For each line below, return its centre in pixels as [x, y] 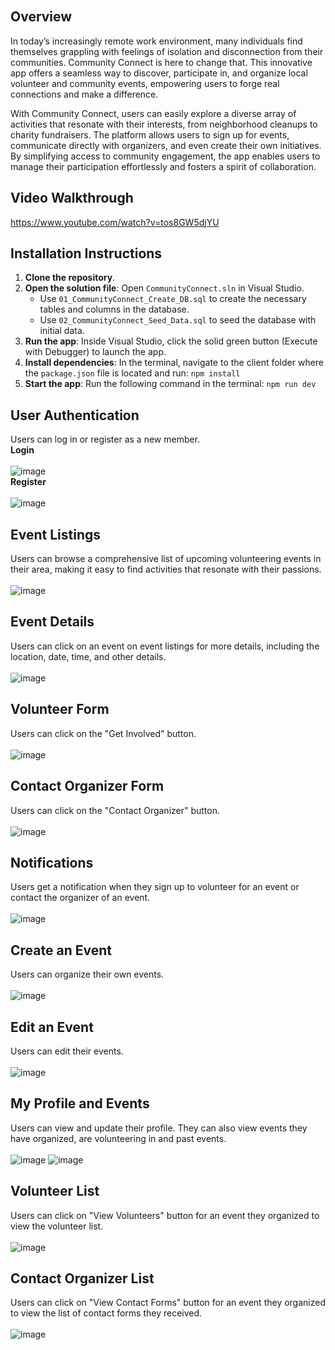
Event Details [52, 622]
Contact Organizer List [82, 1278]
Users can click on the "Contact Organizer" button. [115, 810]
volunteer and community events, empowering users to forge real [145, 83]
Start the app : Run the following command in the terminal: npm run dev [170, 384]
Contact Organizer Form [87, 786]
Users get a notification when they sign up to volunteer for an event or [155, 887]
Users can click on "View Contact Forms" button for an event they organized [168, 1303]
